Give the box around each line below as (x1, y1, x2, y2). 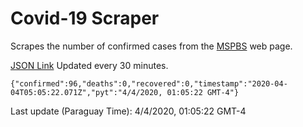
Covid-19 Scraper (10, 7, 160, 30)
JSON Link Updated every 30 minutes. (10, 59, 169, 71)
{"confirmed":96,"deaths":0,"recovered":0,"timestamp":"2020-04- (10, 78, 288, 89)
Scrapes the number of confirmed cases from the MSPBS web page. (10, 40, 293, 52)
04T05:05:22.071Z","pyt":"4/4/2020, (10, 87, 163, 97)
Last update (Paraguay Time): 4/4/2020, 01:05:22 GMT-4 (10, 105, 247, 117)
